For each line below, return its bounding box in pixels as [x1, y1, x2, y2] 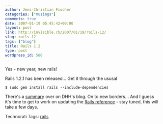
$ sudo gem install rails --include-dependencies [5, 85, 109, 90]
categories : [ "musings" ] [5, 12, 56, 17]
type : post [5, 48, 27, 53]
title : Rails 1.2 [5, 44, 41, 49]
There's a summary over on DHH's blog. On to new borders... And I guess [5, 94, 154, 99]
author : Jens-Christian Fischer [5, 7, 71, 12]
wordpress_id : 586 [5, 52, 43, 58]
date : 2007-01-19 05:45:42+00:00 [5, 21, 74, 26]
